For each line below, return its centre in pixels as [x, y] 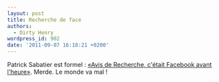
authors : [20, 26]
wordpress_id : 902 [33, 39]
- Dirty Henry [33, 32]
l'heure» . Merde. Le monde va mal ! [58, 72]
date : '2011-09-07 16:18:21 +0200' [58, 45]
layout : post [26, 13]
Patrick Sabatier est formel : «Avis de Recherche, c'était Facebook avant [109, 65]
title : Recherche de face [44, 20]
